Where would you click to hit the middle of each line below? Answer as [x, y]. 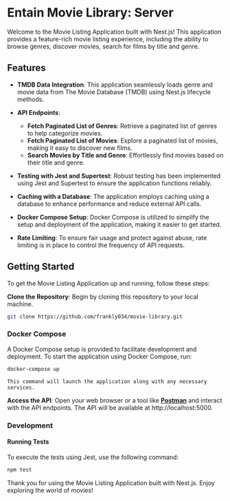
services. [21, 387]
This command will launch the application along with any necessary [107, 381]
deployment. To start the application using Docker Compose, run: [100, 356]
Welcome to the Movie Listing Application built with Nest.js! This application [114, 32]
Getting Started [41, 267]
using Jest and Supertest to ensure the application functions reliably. [114, 183]
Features [26, 68]
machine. [20, 303]
